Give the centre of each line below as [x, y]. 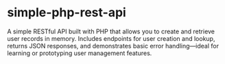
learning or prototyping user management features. [80, 53]
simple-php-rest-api [67, 13]
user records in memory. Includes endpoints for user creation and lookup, [111, 38]
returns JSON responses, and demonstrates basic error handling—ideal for [113, 46]
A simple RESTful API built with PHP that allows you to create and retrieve [111, 31]
